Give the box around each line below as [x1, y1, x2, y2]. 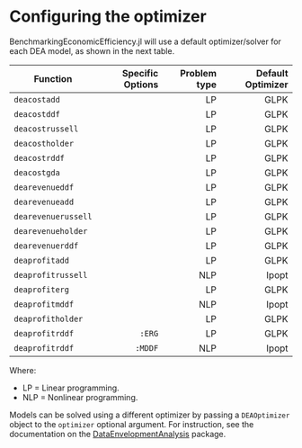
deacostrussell [13, 123, 79, 134]
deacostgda [13, 167, 60, 177]
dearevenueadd [13, 196, 75, 207]
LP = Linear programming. [22, 382, 120, 393]
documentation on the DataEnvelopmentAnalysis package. [9, 428, 226, 439]
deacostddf [13, 109, 60, 119]
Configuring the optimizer [9, 6, 207, 27]
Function [33, 72, 73, 85]
